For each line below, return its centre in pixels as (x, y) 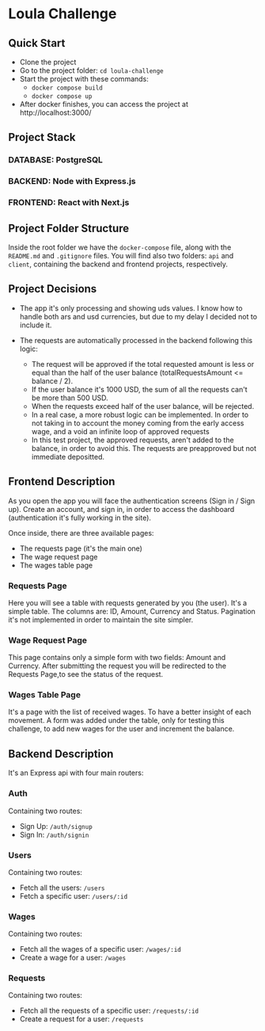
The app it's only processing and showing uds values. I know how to (131, 308)
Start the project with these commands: (84, 79)
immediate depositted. (68, 456)
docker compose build (67, 88)
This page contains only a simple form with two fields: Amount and (117, 658)
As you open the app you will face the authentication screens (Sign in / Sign (132, 501)
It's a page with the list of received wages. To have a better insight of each (130, 712)
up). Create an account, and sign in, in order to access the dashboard (121, 509)
